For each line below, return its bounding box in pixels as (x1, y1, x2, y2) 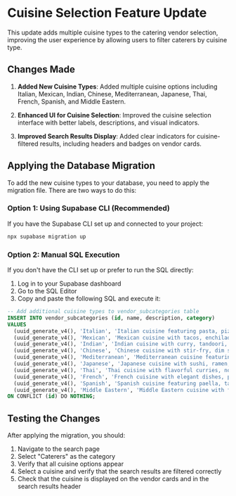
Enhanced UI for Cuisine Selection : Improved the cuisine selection (17, 110, 212, 119)
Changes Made (7, 63, 75, 75)
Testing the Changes (7, 412, 100, 424)
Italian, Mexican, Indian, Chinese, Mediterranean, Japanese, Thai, (17, 89, 207, 98)
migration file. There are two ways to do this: (7, 186, 137, 194)
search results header (17, 482, 81, 490)
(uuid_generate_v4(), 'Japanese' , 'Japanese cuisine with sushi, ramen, (13, 360, 231, 367)
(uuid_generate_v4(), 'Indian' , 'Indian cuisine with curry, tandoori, (13, 341, 228, 348)
